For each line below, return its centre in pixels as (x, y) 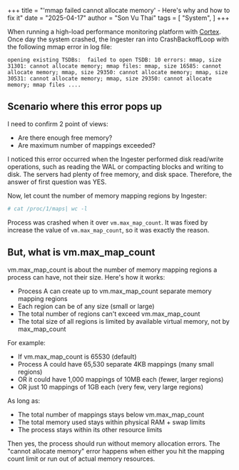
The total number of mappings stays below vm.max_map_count (111, 414)
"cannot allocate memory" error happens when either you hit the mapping (116, 451)
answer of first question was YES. (57, 182)
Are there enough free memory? (65, 138)
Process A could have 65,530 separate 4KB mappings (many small (116, 364)
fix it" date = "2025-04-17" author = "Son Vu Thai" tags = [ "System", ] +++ (118, 18)
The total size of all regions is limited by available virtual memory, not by (123, 321)
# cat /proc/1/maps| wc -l (47, 209)
